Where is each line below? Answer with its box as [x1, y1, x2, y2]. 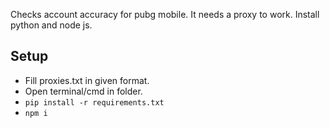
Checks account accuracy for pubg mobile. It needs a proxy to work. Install [10, 9, 320, 20]
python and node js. [10, 19, 93, 31]
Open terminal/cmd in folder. [24, 85, 143, 97]
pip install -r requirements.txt [24, 97, 165, 108]
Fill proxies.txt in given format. [24, 74, 150, 86]
